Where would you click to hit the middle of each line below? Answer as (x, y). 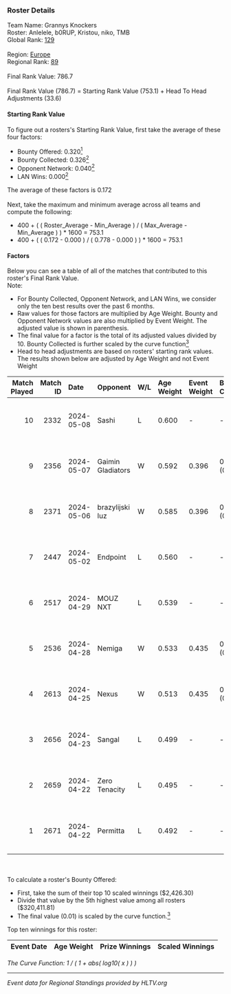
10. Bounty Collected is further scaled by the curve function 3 (103, 343)
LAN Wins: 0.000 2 (43, 176)
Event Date (29, 947)
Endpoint (112, 557)
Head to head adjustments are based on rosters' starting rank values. (115, 351)
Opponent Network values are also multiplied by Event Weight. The (112, 321)
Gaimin (109, 461)
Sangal (109, 739)
